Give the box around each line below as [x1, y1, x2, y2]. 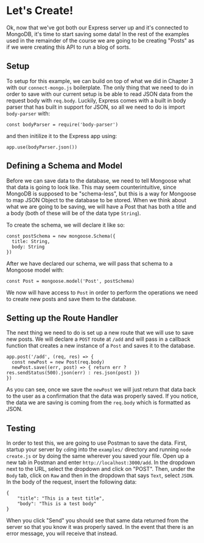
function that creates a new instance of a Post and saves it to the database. [6, 342, 195, 349]
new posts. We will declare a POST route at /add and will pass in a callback [6, 335, 191, 343]
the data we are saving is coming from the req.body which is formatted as [6, 399, 191, 406]
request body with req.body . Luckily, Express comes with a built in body [6, 97, 186, 104]
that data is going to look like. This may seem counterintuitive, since [6, 183, 177, 191]
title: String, [12, 238, 51, 244]
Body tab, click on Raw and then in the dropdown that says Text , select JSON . [6, 472, 194, 479]
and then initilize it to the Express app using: [6, 132, 118, 139]
